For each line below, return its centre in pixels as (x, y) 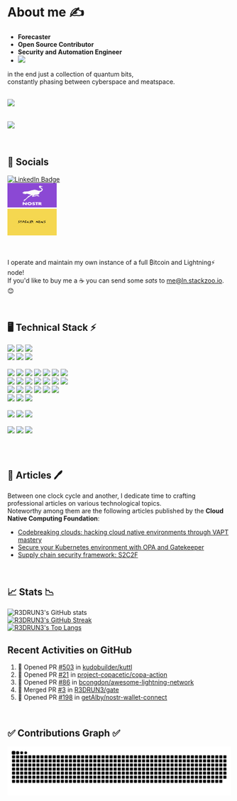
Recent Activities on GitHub (70, 650)
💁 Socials (28, 162)
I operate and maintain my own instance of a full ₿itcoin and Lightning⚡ (111, 262)
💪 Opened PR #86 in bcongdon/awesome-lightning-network (106, 682)
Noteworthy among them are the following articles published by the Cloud (116, 511)
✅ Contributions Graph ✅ (64, 733)
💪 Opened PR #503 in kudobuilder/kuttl (75, 667)
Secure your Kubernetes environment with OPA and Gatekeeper (111, 547)
